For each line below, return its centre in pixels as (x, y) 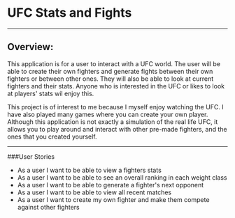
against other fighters (48, 207)
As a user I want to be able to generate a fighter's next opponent (111, 185)
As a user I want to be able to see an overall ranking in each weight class (122, 177)
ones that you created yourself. (52, 137)
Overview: (30, 47)
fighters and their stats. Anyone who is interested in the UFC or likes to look (116, 86)
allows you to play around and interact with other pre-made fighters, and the (117, 129)
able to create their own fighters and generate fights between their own (110, 71)
